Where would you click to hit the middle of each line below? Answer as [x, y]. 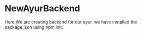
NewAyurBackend [42, 9]
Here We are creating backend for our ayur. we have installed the [71, 22]
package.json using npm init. [34, 27]
